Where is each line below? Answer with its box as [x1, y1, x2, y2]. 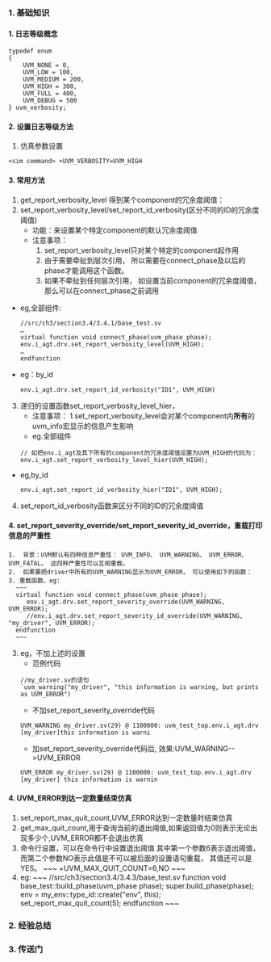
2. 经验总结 [8, 919, 52, 930]
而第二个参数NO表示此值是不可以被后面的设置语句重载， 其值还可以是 [19, 853, 252, 863]
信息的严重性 [8, 531, 51, 540]
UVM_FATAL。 [8, 559, 48, 567]
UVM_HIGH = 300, [23, 82, 78, 90]
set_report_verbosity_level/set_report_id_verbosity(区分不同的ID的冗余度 [19, 204, 260, 215]
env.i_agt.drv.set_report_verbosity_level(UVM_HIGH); [19, 340, 205, 348]
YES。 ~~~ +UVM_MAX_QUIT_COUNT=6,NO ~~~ [19, 863, 186, 873]
